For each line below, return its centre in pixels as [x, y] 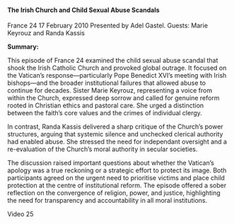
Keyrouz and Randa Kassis [46, 33]
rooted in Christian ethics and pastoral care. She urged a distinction [106, 105]
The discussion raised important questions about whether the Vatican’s [111, 163]
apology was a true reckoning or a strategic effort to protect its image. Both [117, 170]
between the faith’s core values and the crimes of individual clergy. [105, 113]
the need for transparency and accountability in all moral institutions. [107, 201]
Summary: [23, 47]
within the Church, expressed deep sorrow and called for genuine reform [113, 98]
